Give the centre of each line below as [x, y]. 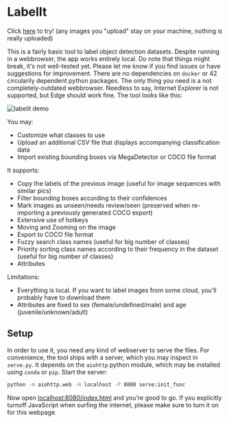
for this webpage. [32, 412]
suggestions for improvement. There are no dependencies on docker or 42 [112, 73]
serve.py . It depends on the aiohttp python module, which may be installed [114, 365]
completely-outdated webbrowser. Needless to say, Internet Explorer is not [113, 88]
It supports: [23, 170]
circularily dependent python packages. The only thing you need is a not [109, 80]
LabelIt [27, 12]
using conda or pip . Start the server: [57, 372]
